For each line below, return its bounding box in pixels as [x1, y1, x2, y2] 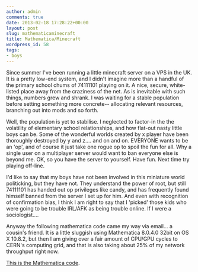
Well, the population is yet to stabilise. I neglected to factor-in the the [6, 118, 175, 125]
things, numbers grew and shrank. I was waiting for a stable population [6, 94, 180, 101]
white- [169, 81, 186, 89]
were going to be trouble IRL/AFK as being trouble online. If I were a [6, 205, 172, 212]
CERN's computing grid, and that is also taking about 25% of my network [6, 241, 185, 248]
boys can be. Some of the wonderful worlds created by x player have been [6, 131, 189, 138]
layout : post [6, 25, 39, 31]
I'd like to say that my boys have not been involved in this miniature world [6, 173, 185, 180]
